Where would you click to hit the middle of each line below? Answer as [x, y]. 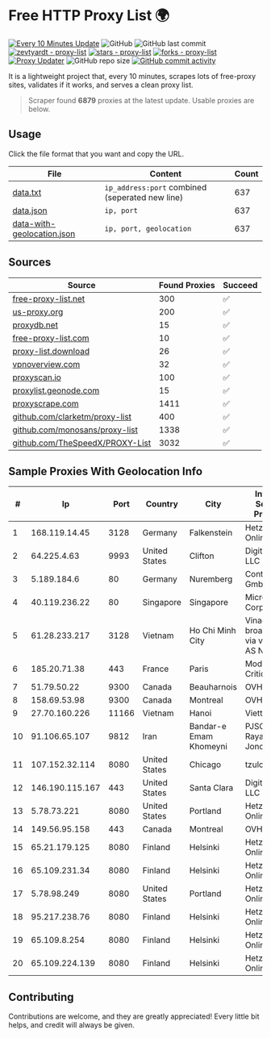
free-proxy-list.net [49, 298]
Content [166, 173]
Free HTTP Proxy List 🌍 [89, 16]
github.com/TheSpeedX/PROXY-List [82, 443]
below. [39, 109]
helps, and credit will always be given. [71, 1025]
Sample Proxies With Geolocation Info [106, 471]
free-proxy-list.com [51, 338]
